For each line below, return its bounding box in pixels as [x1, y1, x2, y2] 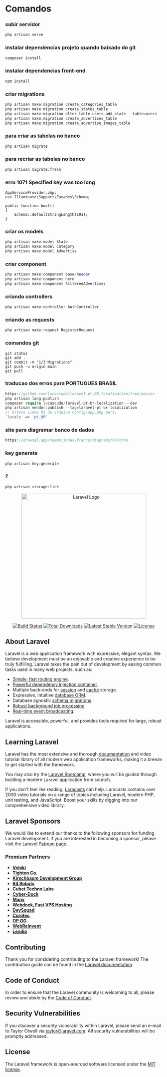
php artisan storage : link [5, 484, 59, 489]
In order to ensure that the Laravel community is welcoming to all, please [5, 989, 155, 995]
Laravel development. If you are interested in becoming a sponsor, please [5, 836, 156, 841]
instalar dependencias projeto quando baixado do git [5, 44, 136, 51]
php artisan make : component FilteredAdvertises [5, 281, 106, 286]
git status [5, 351, 28, 356]
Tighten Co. [12, 870, 38, 876]
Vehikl [12, 865, 26, 871]
